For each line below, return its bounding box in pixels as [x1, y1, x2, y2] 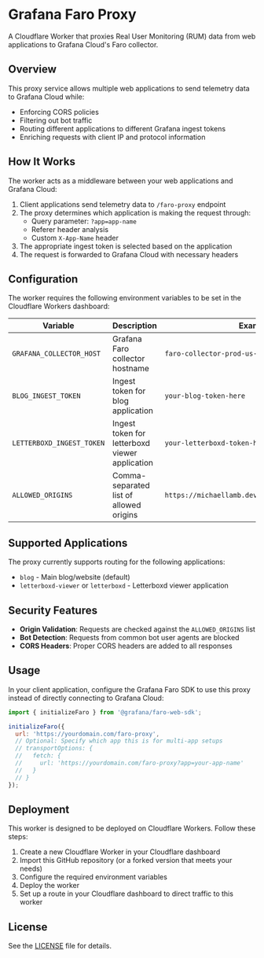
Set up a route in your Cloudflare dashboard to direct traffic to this [19, 889, 234, 898]
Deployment [8, 802, 70, 816]
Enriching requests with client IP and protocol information [19, 132, 206, 142]
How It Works [8, 155, 76, 168]
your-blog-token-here [164, 392, 246, 400]
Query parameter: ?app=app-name [31, 216, 137, 226]
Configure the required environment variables [19, 872, 167, 882]
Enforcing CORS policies [19, 107, 100, 116]
